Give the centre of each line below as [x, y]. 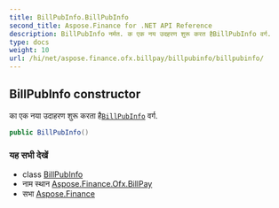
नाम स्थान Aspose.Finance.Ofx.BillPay [87, 183]
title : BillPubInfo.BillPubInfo [69, 17]
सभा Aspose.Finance [59, 193]
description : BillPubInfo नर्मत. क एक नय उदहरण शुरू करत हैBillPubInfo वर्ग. [140, 34]
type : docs [29, 42]
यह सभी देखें [29, 155]
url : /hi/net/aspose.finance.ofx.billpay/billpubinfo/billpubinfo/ [137, 58]
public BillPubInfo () [49, 132]
